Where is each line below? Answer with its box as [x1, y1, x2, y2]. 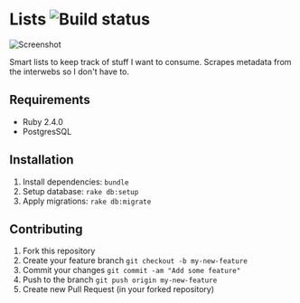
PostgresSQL [22, 126, 72, 137]
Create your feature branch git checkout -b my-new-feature [22, 255, 248, 266]
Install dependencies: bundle [22, 176, 129, 187]
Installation [9, 152, 74, 167]
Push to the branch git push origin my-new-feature [22, 274, 218, 285]
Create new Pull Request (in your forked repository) [22, 284, 215, 295]
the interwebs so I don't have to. [9, 66, 129, 77]
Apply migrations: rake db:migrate [22, 195, 152, 206]
